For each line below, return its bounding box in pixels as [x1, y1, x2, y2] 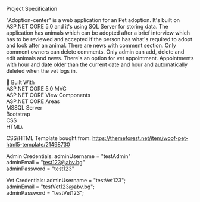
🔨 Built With [6, 79, 35, 86]
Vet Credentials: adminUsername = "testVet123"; [6, 177, 126, 184]
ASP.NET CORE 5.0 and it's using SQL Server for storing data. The [6, 23, 168, 30]
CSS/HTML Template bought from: [6, 135, 91, 142]
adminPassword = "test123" [6, 165, 74, 172]
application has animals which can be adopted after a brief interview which [6, 29, 190, 36]
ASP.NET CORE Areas [6, 98, 60, 105]
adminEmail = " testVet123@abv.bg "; [6, 183, 95, 190]
